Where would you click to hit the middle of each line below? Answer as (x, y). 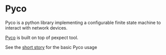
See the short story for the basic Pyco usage (51, 47)
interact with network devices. (36, 27)
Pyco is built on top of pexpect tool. (42, 37)
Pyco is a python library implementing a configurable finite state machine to (83, 22)
